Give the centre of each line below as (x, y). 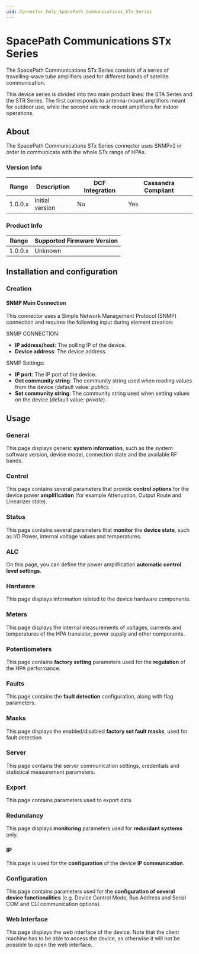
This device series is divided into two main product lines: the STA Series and (99, 94)
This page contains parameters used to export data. (70, 800)
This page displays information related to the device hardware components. (98, 599)
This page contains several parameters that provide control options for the (98, 489)
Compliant (159, 190)
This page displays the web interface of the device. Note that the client (93, 932)
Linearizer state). (27, 502)
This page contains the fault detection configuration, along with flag (90, 697)
